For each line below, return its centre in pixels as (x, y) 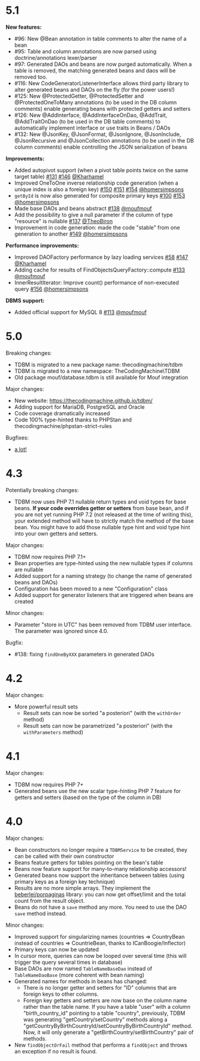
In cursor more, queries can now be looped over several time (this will (100, 955)
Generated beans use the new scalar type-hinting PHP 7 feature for (97, 791)
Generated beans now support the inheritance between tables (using (99, 875)
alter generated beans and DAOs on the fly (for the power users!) (94, 89)
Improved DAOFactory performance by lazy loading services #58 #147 (101, 257)
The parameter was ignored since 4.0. (61, 631)
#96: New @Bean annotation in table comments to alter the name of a (100, 38)
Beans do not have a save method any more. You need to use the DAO (100, 907)
